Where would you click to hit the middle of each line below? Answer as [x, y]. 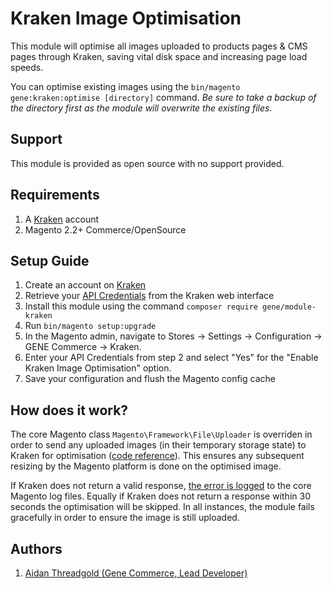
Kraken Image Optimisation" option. [98, 368]
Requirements [55, 195]
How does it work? [69, 410]
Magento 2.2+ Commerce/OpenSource [105, 229]
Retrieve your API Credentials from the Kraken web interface [149, 296]
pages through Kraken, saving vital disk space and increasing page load [159, 56]
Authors [36, 548]
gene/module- [289, 307]
